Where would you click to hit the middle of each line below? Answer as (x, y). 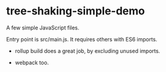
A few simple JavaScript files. (43, 28)
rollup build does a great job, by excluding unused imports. (87, 51)
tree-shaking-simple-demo (76, 11)
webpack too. (32, 62)
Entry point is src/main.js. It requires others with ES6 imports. (82, 39)
